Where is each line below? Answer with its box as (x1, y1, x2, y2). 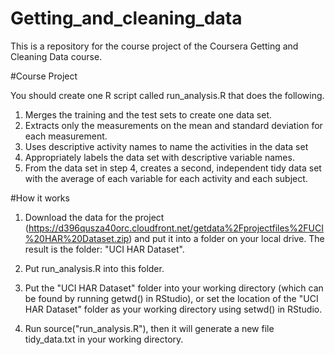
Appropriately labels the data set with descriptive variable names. (24, 151, 295, 163)
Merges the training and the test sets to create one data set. (24, 108, 272, 121)
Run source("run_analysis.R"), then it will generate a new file (24, 322, 275, 334)
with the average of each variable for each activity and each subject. (24, 172, 308, 184)
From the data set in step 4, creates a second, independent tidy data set (24, 162, 322, 174)
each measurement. (24, 130, 108, 142)
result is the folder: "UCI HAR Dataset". (24, 243, 185, 255)
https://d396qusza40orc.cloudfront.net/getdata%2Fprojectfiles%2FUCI (28, 222, 324, 234)
